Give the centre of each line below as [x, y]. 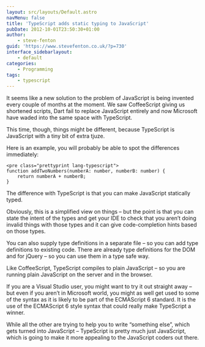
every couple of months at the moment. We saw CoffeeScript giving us [96, 104]
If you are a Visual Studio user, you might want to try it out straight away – [99, 287]
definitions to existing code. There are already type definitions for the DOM [101, 250]
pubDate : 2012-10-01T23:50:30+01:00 [53, 29]
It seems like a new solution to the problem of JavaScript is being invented [100, 98]
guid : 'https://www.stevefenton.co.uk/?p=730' [67, 47]
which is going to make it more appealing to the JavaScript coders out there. [103, 338]
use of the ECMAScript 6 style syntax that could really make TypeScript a [99, 306]
